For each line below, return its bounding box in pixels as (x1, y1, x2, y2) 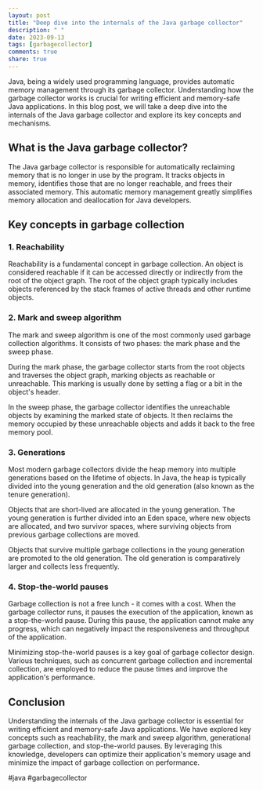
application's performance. (8, 672, 95, 683)
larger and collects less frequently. (8, 562, 120, 571)
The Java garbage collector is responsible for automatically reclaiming (8, 162, 236, 171)
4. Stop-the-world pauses (8, 581, 109, 592)
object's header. (8, 387, 61, 396)
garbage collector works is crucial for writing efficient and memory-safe (8, 93, 240, 103)
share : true (8, 56, 47, 64)
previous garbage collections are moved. (8, 530, 140, 539)
